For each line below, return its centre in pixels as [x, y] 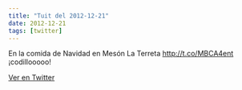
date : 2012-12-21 [37, 23]
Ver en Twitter [32, 78]
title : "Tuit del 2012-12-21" [59, 16]
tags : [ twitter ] [35, 31]
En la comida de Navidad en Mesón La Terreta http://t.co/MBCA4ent [121, 54]
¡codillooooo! [30, 62]
